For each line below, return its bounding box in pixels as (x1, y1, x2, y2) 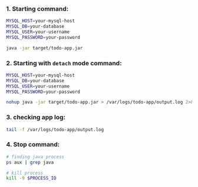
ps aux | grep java (6, 159, 54, 165)
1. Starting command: (6, 5, 69, 13)
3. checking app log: (6, 113, 66, 122)
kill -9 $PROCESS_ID (6, 175, 57, 181)
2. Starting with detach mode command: (6, 59, 122, 67)
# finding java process (6, 153, 65, 160)
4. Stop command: (6, 141, 60, 149)
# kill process (6, 170, 44, 176)
